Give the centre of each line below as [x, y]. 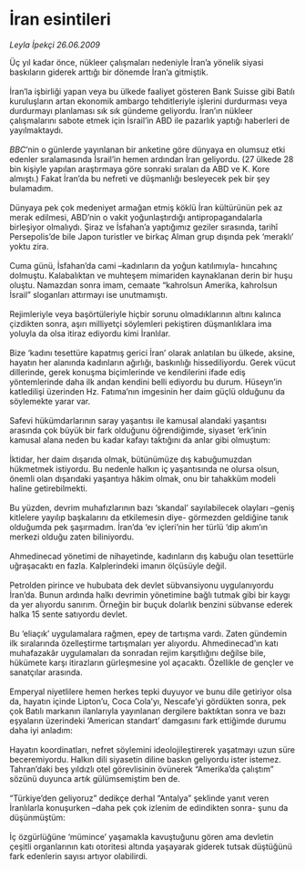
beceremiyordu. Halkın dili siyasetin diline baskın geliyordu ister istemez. [146, 759]
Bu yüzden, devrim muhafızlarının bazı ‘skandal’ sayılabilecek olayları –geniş [152, 507]
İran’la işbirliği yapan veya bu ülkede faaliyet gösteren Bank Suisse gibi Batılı [152, 91]
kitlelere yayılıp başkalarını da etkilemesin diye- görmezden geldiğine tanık [149, 517]
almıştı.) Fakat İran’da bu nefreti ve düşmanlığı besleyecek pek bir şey [140, 179]
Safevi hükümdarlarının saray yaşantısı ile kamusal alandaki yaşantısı [138, 420]
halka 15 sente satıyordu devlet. [68, 614]
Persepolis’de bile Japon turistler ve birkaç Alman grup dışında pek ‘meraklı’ [152, 236]
